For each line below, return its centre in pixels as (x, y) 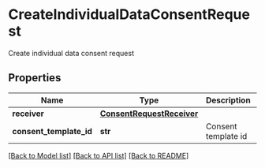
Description (228, 100)
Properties (35, 78)
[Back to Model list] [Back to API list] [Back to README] (99, 155)
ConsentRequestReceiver (149, 114)
